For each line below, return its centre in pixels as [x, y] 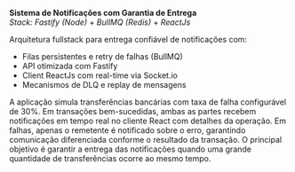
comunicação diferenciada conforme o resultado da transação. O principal [146, 140]
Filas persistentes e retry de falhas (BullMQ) [103, 56]
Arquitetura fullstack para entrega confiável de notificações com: [128, 39]
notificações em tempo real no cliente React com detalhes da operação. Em [148, 121]
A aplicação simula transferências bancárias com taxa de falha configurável [148, 102]
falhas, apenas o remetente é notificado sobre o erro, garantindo [128, 130]
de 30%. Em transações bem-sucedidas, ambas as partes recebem [133, 111]
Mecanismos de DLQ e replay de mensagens [104, 85]
